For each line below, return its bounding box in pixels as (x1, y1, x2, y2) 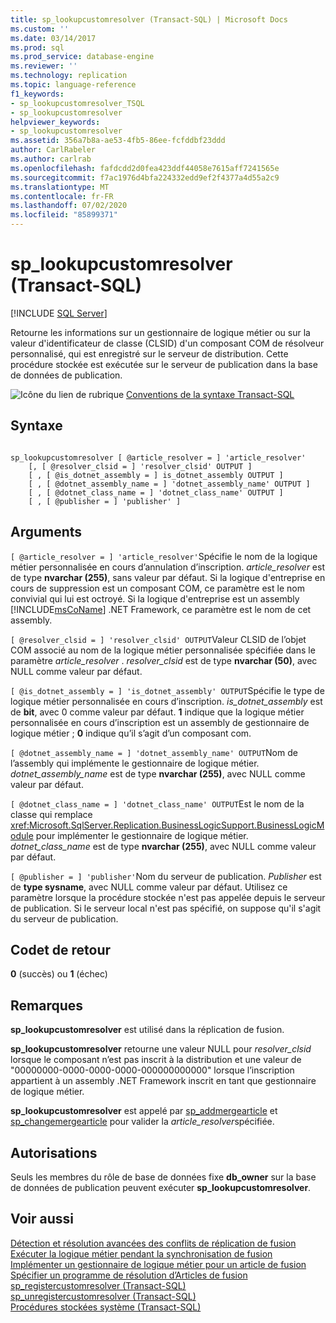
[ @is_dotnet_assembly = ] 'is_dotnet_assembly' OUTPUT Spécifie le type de (10, 684, 325, 696)
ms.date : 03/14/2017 (10, 33, 97, 43)
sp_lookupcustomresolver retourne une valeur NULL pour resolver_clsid (10, 1043, 312, 1055)
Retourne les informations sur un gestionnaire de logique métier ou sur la (10, 326, 311, 338)
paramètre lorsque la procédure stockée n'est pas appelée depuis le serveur (10, 891, 326, 903)
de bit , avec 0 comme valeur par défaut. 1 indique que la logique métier (10, 706, 305, 718)
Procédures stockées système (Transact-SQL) (10, 1301, 202, 1313)
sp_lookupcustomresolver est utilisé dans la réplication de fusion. (10, 1024, 285, 1036)
